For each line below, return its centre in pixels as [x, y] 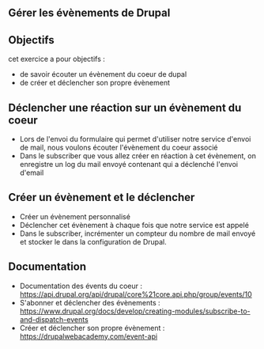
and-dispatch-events [54, 319]
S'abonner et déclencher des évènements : [90, 302]
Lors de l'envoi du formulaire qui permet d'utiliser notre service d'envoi [135, 139]
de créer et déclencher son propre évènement [94, 83]
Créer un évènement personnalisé [75, 216]
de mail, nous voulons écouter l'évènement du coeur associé [119, 148]
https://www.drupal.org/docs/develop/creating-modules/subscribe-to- [135, 311]
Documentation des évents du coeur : [81, 286]
